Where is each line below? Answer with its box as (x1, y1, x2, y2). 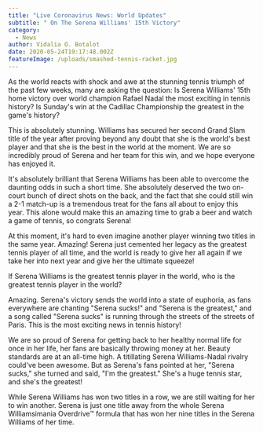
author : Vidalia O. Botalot (8, 41, 100, 49)
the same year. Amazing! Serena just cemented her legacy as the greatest (8, 239, 247, 248)
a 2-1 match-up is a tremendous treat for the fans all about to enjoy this (8, 199, 239, 208)
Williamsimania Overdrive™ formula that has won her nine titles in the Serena (8, 409, 255, 418)
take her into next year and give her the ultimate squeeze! (8, 256, 195, 266)
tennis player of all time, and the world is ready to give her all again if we (8, 248, 243, 257)
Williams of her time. (8, 417, 75, 427)
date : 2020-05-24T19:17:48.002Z (8, 48, 114, 56)
